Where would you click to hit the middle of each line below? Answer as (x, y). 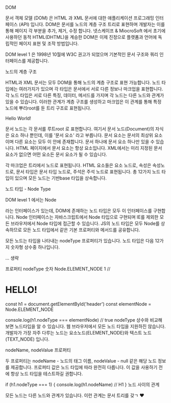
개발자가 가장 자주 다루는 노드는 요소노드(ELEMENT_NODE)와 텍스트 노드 (79, 332)
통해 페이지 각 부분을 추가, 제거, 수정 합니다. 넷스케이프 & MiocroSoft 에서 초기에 (86, 31)
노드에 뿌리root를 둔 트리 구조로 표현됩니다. (48, 108)
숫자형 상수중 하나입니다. (35, 247)
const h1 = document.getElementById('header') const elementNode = (78, 304)
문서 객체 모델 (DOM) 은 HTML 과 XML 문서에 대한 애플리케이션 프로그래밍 (80, 18)
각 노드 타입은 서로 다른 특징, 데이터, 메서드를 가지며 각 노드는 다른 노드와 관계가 (85, 95)
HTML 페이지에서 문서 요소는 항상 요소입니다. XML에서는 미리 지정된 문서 (89, 148)
